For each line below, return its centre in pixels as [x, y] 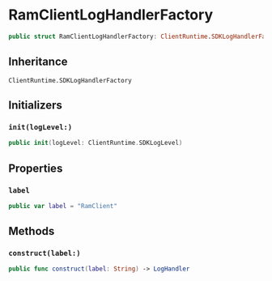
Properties [36, 168]
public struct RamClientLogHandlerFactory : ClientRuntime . [110, 36]
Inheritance [38, 62]
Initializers [36, 106]
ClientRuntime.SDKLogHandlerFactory [70, 80]
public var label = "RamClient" [63, 206]
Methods [32, 231]
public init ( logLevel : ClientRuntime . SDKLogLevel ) [96, 143]
